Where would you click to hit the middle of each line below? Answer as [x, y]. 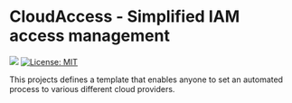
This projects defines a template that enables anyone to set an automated [146, 80]
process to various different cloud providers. [92, 89]
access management [89, 36]
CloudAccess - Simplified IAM [125, 17]
